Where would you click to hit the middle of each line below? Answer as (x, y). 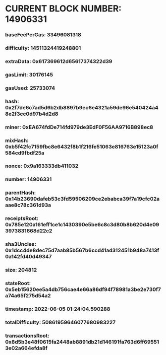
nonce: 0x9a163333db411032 (42, 166)
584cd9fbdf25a (25, 153)
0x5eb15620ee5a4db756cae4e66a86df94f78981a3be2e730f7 (83, 289)
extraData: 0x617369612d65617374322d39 (59, 61)
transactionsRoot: (27, 336)
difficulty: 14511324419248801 (43, 48)
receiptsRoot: (22, 218)
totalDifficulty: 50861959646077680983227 (60, 322)
